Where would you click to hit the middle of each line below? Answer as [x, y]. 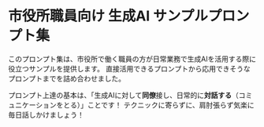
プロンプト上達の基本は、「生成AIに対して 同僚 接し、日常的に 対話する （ [123, 95]
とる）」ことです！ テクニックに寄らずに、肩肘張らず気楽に [158, 105]
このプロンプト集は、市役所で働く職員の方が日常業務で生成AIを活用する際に [132, 59]
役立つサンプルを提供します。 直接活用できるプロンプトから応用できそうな [129, 68]
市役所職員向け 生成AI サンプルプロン [129, 16]
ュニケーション [32, 105]
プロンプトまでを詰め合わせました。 [67, 78]
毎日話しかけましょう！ [46, 114]
